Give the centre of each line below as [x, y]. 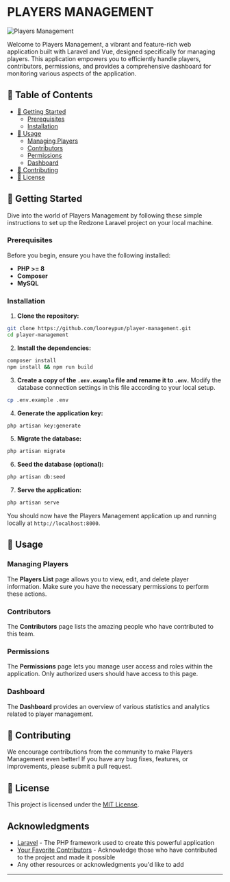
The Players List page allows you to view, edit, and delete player [98, 579]
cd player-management [38, 335]
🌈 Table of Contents [50, 95]
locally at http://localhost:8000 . [54, 523]
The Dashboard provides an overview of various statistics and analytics [108, 706]
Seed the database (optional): [60, 465]
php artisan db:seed [37, 477]
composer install [32, 360]
